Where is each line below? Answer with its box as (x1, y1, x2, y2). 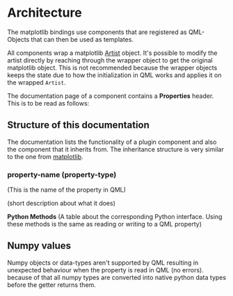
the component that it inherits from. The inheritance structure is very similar (7, 145, 224, 154)
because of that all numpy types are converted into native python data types (7, 273, 227, 281)
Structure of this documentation (7, 120, 150, 131)
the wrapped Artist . (7, 78, 66, 86)
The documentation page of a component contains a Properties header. (7, 92, 214, 100)
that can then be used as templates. (31, 35, 134, 43)
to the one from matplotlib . (7, 152, 83, 161)
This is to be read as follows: (7, 99, 90, 107)
